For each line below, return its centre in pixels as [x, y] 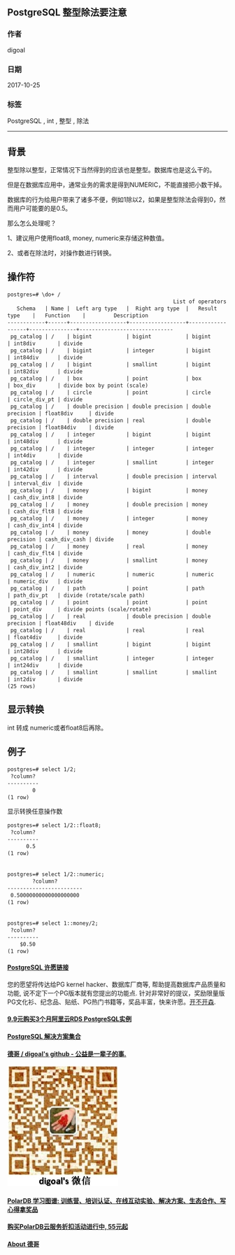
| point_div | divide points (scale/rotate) [79, 609]
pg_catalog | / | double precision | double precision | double [111, 406]
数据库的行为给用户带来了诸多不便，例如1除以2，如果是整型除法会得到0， [114, 200]
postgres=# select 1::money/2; [53, 923]
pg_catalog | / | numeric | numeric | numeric [112, 574]
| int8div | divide [45, 343]
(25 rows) [22, 686]
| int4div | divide [45, 455]
